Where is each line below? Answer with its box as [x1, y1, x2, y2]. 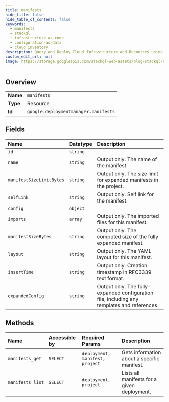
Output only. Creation [97, 262, 147, 269]
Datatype [69, 140, 92, 147]
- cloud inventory [10, 45, 49, 50]
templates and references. [97, 302, 159, 309]
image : [5, 59, 19, 64]
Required [82, 333, 104, 341]
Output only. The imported [97, 212, 159, 219]
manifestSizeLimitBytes [8, 177, 65, 183]
